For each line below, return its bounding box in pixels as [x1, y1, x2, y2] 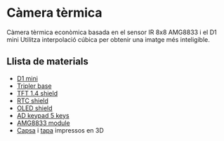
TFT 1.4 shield [16, 89, 58, 97]
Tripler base [16, 82, 52, 90]
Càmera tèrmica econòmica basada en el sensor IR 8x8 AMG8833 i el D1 [6, 28, 217, 36]
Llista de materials [6, 56, 89, 68]
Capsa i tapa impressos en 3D [16, 126, 105, 134]
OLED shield [16, 103, 53, 112]
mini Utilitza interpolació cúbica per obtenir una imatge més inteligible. [6, 35, 210, 43]
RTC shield [16, 96, 48, 105]
